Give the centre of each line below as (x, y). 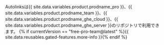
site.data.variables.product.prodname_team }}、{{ (56, 13)
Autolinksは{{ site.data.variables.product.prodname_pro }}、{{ (69, 7)
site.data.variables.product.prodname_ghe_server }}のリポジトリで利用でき (82, 25)
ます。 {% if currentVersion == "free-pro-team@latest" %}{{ (67, 31)
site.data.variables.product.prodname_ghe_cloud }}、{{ (62, 19)
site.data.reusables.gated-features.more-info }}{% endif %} (66, 37)
